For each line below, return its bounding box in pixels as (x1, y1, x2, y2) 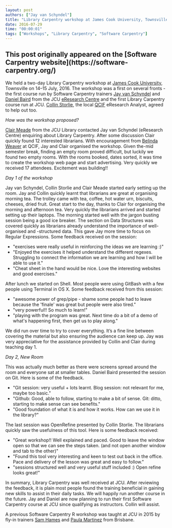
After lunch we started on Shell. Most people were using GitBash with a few (5, 280, 165, 287)
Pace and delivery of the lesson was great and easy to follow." (12, 458, 144, 465)
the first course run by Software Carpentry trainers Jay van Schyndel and (5, 91, 160, 97)
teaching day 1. (5, 344, 37, 350)
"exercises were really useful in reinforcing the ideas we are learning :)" (12, 244, 164, 250)
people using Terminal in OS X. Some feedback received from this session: (5, 286, 163, 292)
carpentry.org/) (5, 66, 56, 75)
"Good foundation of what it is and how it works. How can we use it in (12, 406, 160, 412)
